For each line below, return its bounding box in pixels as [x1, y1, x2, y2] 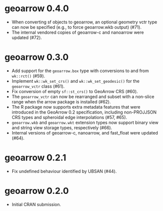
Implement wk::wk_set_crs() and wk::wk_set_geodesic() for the [11, 78, 140, 84]
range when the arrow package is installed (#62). [11, 98, 111, 105]
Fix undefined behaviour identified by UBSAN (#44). [11, 168, 117, 174]
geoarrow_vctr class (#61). [11, 83, 65, 89]
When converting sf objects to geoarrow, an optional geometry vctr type [11, 19, 157, 25]
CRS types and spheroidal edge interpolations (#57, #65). [11, 114, 127, 120]
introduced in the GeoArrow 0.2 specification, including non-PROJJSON [11, 109, 157, 115]
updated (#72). [11, 35, 42, 40]
